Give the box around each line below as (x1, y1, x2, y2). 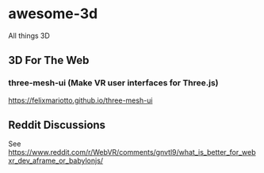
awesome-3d (8, 5, 98, 23)
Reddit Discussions (8, 118, 105, 132)
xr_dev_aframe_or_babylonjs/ (8, 156, 104, 166)
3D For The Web (8, 54, 90, 67)
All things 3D (8, 31, 50, 40)
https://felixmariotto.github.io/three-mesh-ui (8, 96, 153, 105)
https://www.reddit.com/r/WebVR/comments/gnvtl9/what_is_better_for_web (8, 148, 256, 157)
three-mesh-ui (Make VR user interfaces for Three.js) (8, 77, 219, 88)
